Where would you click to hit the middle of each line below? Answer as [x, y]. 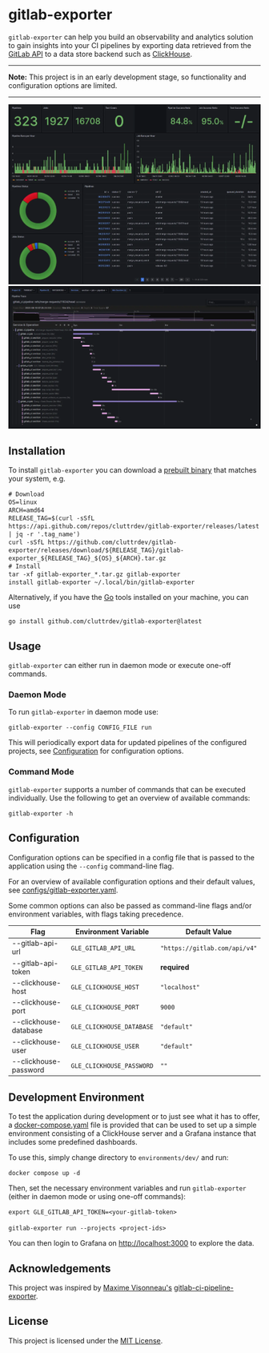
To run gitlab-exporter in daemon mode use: [83, 712]
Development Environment [76, 1097]
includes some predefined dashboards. [73, 1142]
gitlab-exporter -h [41, 813]
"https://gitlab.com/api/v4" [209, 948]
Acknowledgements [60, 1268]
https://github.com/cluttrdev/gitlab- [112, 542]
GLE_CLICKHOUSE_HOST [105, 988]
